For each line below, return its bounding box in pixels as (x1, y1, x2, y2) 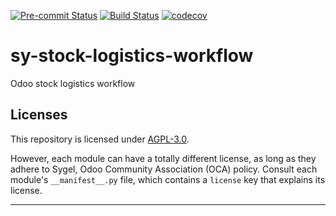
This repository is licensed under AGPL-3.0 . (10, 133, 190, 145)
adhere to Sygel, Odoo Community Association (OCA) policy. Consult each (10, 163, 318, 175)
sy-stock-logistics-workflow (10, 45, 254, 67)
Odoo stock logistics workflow (10, 77, 136, 89)
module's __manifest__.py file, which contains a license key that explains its (10, 173, 326, 185)
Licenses (10, 106, 68, 124)
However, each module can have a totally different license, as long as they (10, 152, 317, 164)
